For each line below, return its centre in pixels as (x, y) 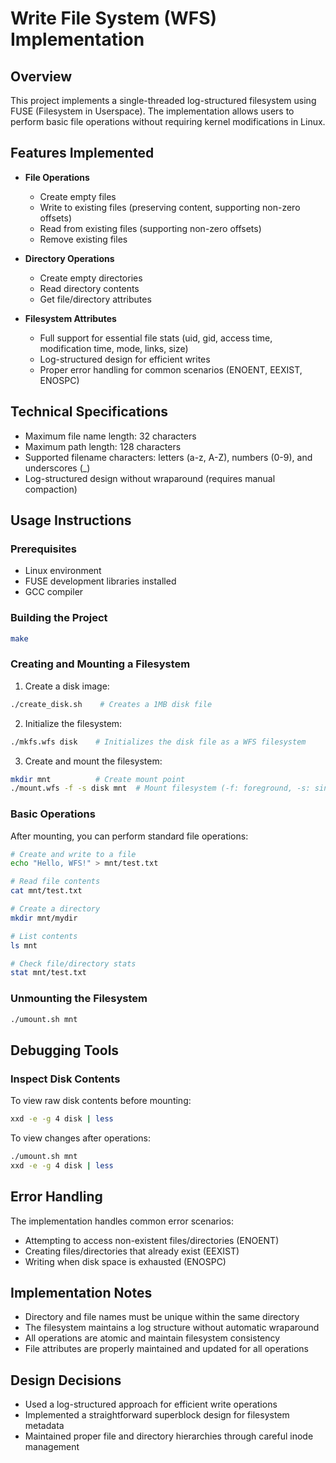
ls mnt (24, 945)
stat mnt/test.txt (48, 973)
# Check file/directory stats (73, 963)
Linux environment (63, 571)
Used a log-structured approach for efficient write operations (151, 1404)
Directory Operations (69, 258)
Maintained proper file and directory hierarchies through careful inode (169, 1436)
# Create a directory (55, 909)
